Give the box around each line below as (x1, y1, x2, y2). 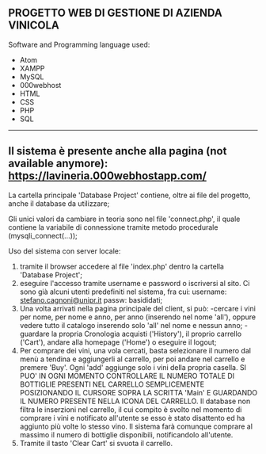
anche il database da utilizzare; (8, 198, 110, 208)
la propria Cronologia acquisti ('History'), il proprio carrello (51, 329, 242, 338)
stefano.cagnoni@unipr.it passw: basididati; (19, 295, 163, 304)
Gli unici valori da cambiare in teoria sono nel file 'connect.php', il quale (8, 214, 241, 223)
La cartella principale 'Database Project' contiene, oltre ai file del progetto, (8, 190, 251, 200)
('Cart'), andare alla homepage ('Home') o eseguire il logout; (19, 337, 217, 347)
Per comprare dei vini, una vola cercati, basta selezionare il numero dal (19, 345, 252, 355)
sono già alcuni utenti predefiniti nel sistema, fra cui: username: (19, 287, 227, 296)
